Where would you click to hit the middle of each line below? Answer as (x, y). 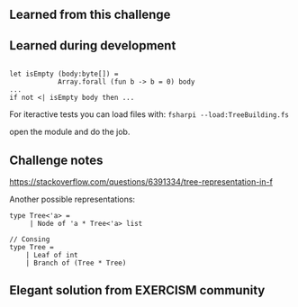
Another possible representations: (72, 199)
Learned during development (93, 45)
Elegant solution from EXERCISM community (137, 290)
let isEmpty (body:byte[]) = (64, 74)
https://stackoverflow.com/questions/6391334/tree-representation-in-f (141, 182)
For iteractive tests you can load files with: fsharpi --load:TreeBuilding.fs (149, 114)
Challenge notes (56, 160)
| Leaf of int (52, 256)
